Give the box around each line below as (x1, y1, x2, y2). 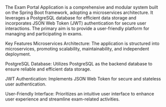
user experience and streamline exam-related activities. (5, 96, 120, 102)
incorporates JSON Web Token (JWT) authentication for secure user (5, 20, 146, 26)
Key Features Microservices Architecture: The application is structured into (5, 40, 160, 46)
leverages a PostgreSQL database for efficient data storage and (5, 15, 136, 20)
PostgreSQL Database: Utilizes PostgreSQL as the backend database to (5, 61, 152, 66)
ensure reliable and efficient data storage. (5, 66, 91, 72)
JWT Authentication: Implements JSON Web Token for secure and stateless (5, 76, 161, 81)
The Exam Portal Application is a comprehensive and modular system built (5, 4, 158, 10)
